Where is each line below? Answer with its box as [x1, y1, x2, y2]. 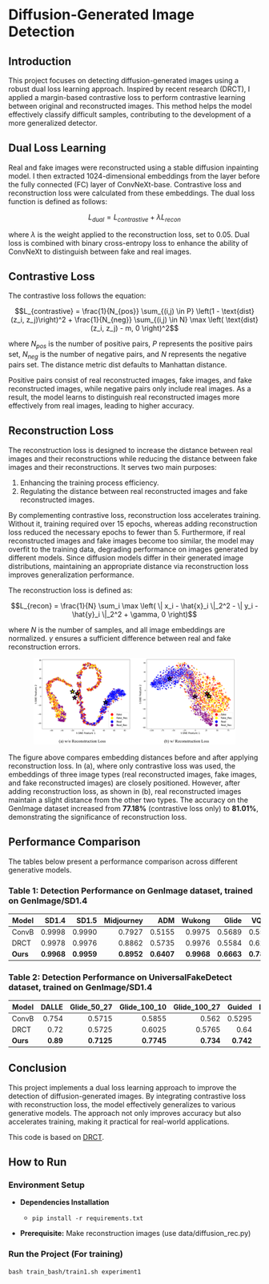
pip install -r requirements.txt [31, 1214, 144, 1222]
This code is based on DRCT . [8, 1132, 105, 1142]
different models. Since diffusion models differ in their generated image [8, 552, 244, 562]
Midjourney [103, 915, 143, 925]
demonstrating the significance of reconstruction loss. [8, 813, 187, 822]
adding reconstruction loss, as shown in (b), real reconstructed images [8, 787, 242, 796]
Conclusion [8, 1061, 67, 1075]
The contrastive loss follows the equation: [8, 291, 147, 301]
